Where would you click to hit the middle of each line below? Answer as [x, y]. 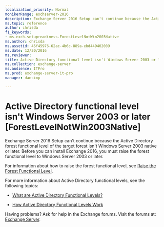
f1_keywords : [18, 32]
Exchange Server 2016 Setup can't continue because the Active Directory [79, 140]
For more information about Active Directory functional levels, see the [75, 180]
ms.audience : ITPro [25, 69]
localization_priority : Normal [37, 10]
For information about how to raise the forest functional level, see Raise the [81, 166]
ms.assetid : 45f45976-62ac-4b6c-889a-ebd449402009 [58, 46]
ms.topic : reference [26, 23]
